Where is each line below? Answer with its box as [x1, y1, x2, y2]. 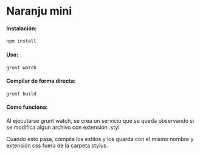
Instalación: [6, 24, 37, 32]
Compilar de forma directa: [6, 77, 76, 84]
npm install [6, 38, 36, 44]
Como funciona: [6, 103, 48, 111]
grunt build [6, 91, 36, 97]
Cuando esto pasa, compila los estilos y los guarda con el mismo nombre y [6, 136, 194, 142]
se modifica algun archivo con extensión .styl [6, 123, 120, 131]
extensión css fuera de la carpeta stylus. [6, 142, 108, 149]
